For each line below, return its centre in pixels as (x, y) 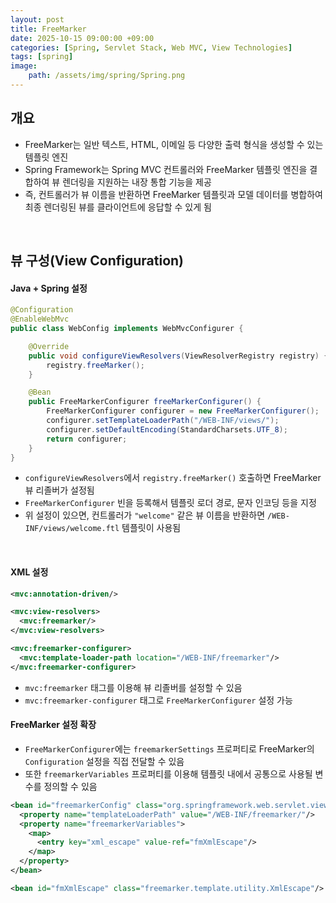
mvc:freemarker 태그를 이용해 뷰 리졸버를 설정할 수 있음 (133, 687)
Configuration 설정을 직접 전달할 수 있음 (104, 761)
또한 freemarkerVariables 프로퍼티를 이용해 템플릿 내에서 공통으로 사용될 (168, 773)
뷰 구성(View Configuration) (97, 261)
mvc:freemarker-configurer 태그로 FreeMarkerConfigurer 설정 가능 (158, 700)
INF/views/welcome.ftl (72, 529)
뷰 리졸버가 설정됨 (59, 490)
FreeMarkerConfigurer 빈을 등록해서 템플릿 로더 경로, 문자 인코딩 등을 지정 (170, 503)
